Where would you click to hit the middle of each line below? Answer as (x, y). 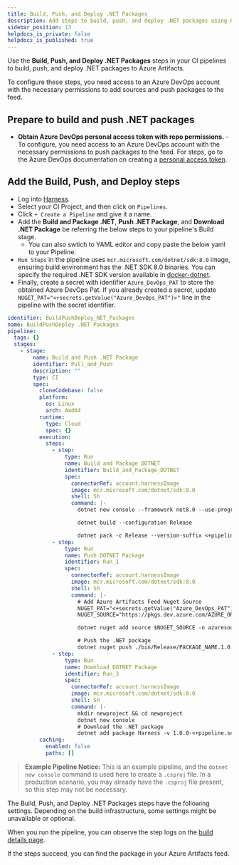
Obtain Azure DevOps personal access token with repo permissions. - (123, 137)
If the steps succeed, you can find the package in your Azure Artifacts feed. (118, 853)
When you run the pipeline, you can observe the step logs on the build (110, 832)
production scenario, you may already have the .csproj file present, (124, 782)
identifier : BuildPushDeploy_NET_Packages (71, 318)
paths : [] (60, 753)
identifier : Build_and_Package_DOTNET (122, 470)
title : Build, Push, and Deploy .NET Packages (78, 14)
